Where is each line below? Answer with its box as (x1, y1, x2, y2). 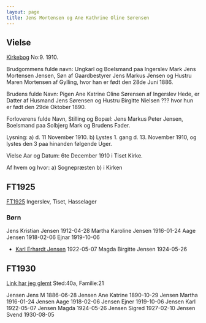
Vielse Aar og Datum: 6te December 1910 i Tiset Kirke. (6, 152, 143, 159)
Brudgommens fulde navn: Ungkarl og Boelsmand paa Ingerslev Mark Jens (6, 66, 196, 73)
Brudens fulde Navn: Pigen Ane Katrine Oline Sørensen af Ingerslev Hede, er (6, 90, 200, 98)
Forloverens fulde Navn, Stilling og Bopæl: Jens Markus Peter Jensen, (6, 115, 183, 123)
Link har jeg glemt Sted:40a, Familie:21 (6, 279, 104, 287)
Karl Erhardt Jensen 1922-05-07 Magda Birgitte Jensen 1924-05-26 (15, 246, 188, 253)
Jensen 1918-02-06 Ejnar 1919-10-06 (6, 234, 100, 241)
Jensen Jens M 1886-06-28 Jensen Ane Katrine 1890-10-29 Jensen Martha (6, 292, 198, 299)
